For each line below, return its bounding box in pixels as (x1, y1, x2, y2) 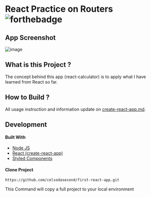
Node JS (12, 145, 30, 151)
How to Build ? (5, 93, 50, 102)
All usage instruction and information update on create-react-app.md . (5, 106, 146, 112)
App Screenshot (5, 33, 56, 42)
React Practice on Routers (5, 3, 113, 15)
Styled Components (12, 156, 53, 162)
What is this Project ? (5, 60, 71, 69)
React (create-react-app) (12, 150, 63, 156)
